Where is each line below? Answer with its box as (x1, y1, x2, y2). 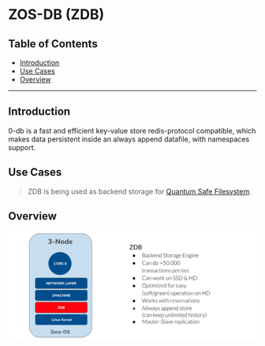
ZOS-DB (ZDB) (8, 6, 105, 24)
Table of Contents (8, 37, 99, 51)
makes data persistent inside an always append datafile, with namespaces (8, 134, 250, 144)
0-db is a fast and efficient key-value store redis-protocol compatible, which (8, 126, 256, 135)
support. (8, 142, 36, 152)
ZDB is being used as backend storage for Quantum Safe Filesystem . (27, 186, 252, 196)
